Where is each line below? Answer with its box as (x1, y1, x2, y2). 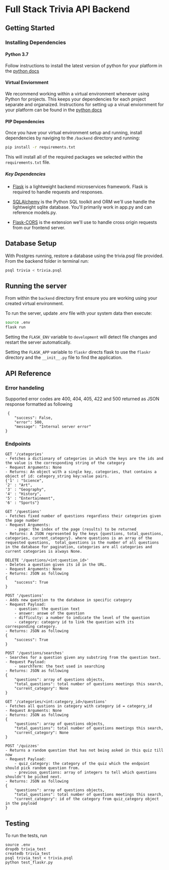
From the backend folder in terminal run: (5, 258, 89, 264)
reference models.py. (12, 209, 57, 215)
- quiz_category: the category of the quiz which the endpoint (14, 761, 150, 766)
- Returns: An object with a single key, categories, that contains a (5, 469, 157, 474)
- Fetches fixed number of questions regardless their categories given (5, 514, 161, 519)
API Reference (5, 369, 51, 377)
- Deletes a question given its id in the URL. (5, 562, 107, 567)
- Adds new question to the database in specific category (5, 598, 132, 603)
